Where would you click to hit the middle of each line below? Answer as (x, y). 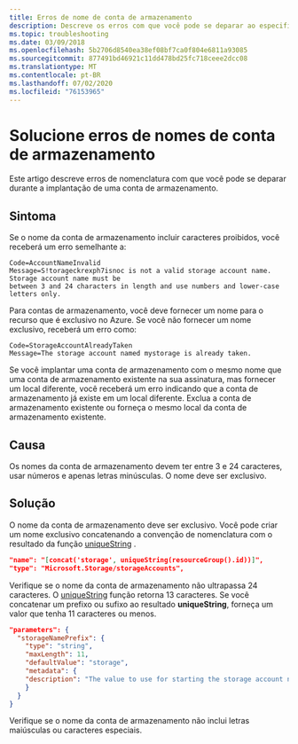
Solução (32, 503)
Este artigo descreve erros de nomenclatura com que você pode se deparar (148, 179)
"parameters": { (39, 630)
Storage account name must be (65, 279)
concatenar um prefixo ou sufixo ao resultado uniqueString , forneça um (141, 604)
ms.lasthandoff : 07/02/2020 (61, 83)
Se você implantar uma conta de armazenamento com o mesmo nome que (145, 370)
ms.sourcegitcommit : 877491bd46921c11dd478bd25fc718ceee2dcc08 (129, 59)
